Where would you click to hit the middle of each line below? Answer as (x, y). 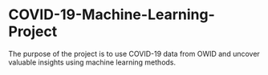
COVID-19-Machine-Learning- (112, 15)
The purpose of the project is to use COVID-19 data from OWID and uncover (134, 53)
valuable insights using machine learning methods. (92, 62)
